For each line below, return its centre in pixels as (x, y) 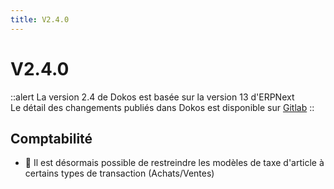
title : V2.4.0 (40, 19)
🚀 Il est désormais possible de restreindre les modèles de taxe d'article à (174, 163)
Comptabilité (51, 138)
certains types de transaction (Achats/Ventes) (119, 173)
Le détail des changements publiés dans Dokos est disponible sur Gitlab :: (162, 107)
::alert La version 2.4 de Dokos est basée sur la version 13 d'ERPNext (152, 97)
